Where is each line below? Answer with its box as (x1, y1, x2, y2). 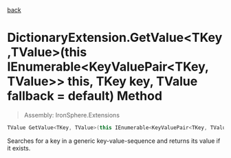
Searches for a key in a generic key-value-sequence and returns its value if (7, 137, 221, 145)
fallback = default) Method (7, 89, 163, 104)
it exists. (7, 144, 31, 152)
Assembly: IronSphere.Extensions (23, 111, 120, 119)
